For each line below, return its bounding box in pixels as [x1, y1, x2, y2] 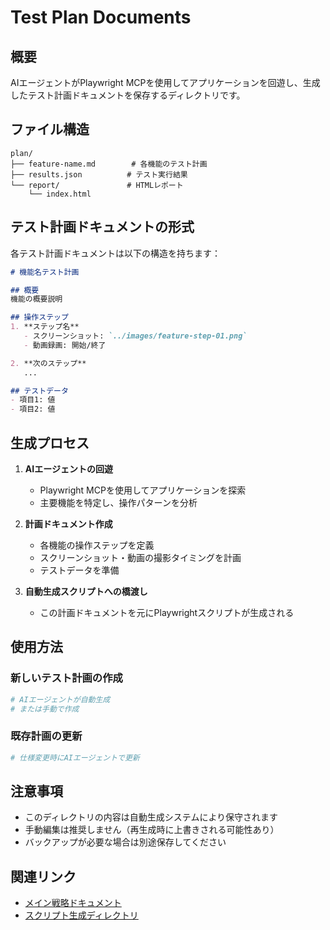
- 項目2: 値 [10, 404, 56, 415]
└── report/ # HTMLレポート [10, 180, 184, 190]
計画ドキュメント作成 [24, 517, 113, 530]
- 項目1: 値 [10, 395, 56, 405]
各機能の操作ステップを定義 [39, 539, 155, 551]
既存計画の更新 [10, 729, 83, 743]
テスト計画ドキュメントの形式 [10, 219, 195, 236]
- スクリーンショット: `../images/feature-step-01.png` [23, 331, 248, 341]
